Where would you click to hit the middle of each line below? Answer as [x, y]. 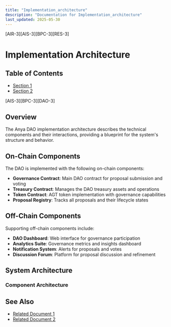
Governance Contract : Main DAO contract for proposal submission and [88, 178]
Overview [21, 117]
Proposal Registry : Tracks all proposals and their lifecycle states [80, 200]
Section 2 [23, 91]
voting [19, 184]
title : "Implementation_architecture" [46, 10]
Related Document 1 [34, 314]
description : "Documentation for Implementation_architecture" [74, 15]
